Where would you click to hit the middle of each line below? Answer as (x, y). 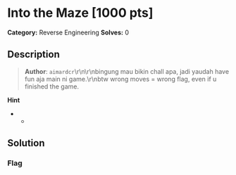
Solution (26, 143)
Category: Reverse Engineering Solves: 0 (68, 32)
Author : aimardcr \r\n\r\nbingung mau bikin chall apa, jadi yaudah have (127, 71)
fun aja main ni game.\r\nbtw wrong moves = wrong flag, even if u (120, 79)
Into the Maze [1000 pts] (80, 13)
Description (33, 54)
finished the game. (52, 86)
